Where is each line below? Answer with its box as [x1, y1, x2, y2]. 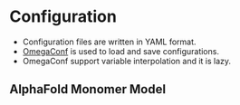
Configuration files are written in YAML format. [22, 36, 197, 47]
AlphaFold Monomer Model [9, 81, 166, 97]
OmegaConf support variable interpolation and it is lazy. [22, 55, 232, 66]
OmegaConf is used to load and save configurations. [22, 45, 220, 56]
